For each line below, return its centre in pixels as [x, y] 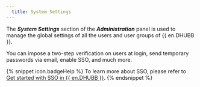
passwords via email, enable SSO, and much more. [69, 59]
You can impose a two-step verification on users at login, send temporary [98, 53]
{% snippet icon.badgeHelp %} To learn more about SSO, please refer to [96, 71]
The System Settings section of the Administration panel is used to [91, 29]
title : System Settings [41, 12]
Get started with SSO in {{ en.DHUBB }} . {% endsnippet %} [80, 77]
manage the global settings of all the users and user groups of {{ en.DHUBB [100, 35]
